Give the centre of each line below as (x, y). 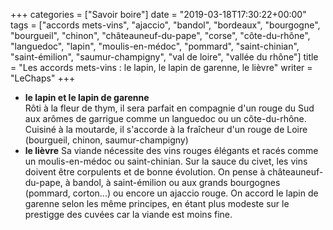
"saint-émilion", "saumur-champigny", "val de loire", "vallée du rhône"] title (164, 57)
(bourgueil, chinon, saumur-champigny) (106, 140)
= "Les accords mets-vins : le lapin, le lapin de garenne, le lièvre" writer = (161, 67)
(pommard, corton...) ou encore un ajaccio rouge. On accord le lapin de (171, 193)
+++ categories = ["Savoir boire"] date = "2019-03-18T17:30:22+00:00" (158, 14)
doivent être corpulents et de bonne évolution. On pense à (145, 172)
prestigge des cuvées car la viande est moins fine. (128, 214)
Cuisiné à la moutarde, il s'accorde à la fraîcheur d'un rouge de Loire (166, 129)
